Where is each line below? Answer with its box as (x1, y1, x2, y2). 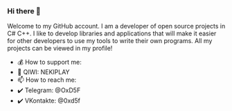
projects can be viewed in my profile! (7, 44, 113, 53)
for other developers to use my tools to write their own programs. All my (7, 37, 213, 45)
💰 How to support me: (17, 58, 82, 67)
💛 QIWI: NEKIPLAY (17, 68, 71, 76)
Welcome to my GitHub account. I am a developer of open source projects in (7, 22, 226, 31)
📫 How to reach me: (17, 76, 77, 84)
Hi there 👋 (7, 6, 42, 16)
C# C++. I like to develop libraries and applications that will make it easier (7, 29, 217, 37)
